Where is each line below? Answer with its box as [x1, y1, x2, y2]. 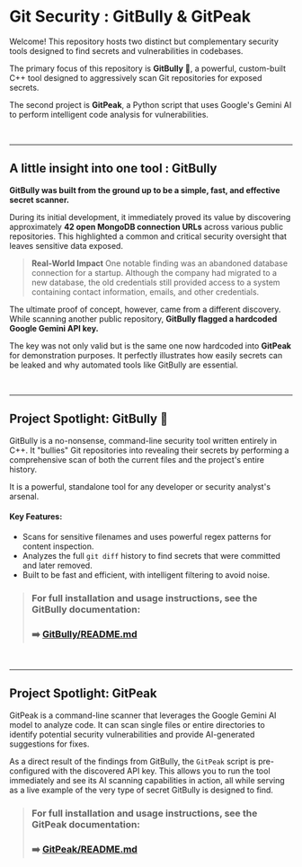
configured [9, 765, 50, 776]
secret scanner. [9, 194, 70, 205]
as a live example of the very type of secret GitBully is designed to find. [9, 784, 274, 795]
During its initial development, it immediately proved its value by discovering [9, 211, 291, 222]
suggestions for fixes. [9, 739, 90, 749]
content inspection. [22, 541, 94, 552]
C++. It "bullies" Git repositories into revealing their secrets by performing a [9, 445, 289, 456]
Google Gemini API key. [9, 323, 99, 333]
